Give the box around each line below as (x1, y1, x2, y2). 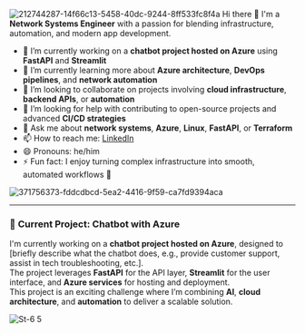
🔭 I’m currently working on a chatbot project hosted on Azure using (22, 45, 279, 56)
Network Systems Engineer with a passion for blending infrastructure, (9, 18, 274, 29)
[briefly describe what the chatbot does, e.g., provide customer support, (9, 248, 280, 259)
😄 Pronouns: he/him (22, 146, 100, 156)
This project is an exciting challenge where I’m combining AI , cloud (9, 287, 261, 298)
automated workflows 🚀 (22, 169, 112, 180)
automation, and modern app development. (9, 28, 172, 38)
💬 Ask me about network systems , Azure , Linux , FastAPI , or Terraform (22, 122, 293, 133)
